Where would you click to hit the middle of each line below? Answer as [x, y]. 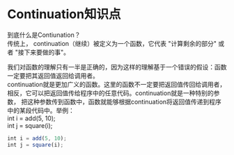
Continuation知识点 [64, 14]
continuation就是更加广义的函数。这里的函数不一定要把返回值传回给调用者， [117, 84]
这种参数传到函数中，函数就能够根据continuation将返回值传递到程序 [124, 101]
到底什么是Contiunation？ [44, 35]
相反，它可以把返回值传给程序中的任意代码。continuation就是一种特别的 [110, 93]
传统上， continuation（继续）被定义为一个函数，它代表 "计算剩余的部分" [112, 43]
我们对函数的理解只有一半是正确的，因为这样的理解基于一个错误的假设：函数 [117, 67]
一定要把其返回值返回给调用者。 [53, 75]
